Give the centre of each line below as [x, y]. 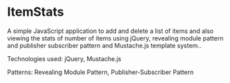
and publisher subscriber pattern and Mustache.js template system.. [104, 45]
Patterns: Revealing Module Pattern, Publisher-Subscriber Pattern [100, 72]
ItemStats [36, 12]
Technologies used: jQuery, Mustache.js [64, 58]
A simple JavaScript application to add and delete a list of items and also [111, 31]
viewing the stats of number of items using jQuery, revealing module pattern [115, 38]
